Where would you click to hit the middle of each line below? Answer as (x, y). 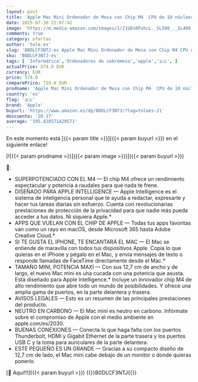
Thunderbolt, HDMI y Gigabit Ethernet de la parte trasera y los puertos (100, 336)
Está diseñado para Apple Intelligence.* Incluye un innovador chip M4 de (103, 280)
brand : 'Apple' (25, 105)
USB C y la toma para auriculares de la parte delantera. (81, 342)
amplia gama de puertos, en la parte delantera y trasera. (83, 292)
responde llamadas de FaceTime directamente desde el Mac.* (90, 261)
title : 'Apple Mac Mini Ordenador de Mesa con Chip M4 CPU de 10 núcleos (100, 17)
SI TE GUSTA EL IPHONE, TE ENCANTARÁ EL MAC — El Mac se (92, 242)
